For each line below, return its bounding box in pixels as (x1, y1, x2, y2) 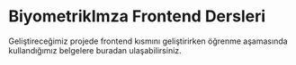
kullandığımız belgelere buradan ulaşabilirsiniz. (8, 45, 182, 55)
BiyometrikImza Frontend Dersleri (8, 6, 266, 27)
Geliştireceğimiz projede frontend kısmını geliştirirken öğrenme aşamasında (8, 36, 289, 46)
